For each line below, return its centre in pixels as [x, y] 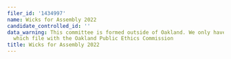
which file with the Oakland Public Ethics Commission [93, 39]
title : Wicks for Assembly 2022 [53, 45]
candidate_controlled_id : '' [49, 26]
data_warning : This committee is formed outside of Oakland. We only [109, 32]
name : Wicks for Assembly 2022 [52, 20]
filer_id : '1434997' [37, 13]
